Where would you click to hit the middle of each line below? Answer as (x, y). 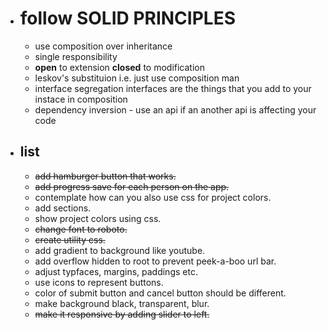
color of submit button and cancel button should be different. (160, 293)
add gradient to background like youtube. (120, 250)
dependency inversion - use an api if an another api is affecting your (175, 109)
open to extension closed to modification (119, 67)
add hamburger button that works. (105, 176)
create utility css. (70, 239)
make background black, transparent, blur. (122, 303)
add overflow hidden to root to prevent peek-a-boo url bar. (155, 261)
